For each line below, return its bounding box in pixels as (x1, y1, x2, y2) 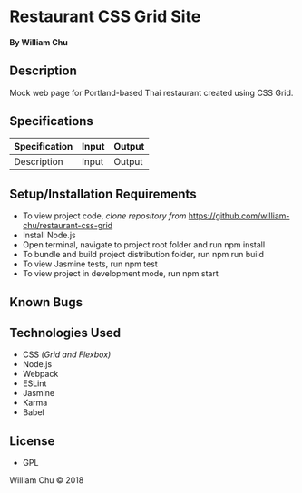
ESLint (22, 378, 47, 389)
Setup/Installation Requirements (9, 186, 197, 201)
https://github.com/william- (188, 210, 290, 221)
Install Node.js (22, 229, 76, 241)
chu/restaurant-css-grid (22, 220, 113, 231)
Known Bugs (9, 295, 83, 310)
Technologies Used (9, 325, 121, 341)
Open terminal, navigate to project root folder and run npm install (22, 239, 266, 250)
